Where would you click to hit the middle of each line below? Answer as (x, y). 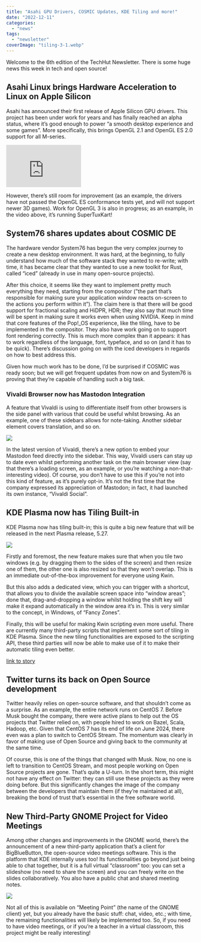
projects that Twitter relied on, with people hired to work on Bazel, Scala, (96, 722)
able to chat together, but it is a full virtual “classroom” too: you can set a (96, 865)
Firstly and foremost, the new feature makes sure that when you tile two (95, 556)
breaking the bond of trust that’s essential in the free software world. (91, 798)
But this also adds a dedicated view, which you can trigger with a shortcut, (98, 587)
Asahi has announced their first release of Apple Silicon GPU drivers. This (97, 111)
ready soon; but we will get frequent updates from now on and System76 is (99, 373)
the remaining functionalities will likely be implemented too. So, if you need (98, 920)
